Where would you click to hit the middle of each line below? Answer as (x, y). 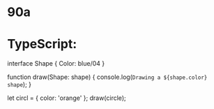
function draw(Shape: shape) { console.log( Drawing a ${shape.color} (107, 77)
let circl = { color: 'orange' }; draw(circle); (67, 98)
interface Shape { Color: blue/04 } (56, 64)
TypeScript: (42, 44)
